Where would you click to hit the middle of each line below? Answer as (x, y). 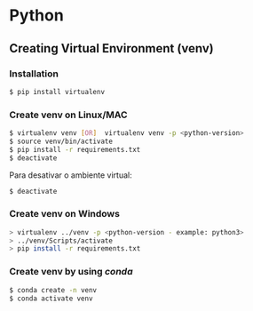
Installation (34, 74)
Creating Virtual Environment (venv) (112, 48)
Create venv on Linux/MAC (68, 115)
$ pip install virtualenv (57, 92)
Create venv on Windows (64, 214)
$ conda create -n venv (53, 290)
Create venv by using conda (71, 272)
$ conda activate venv (51, 299)
